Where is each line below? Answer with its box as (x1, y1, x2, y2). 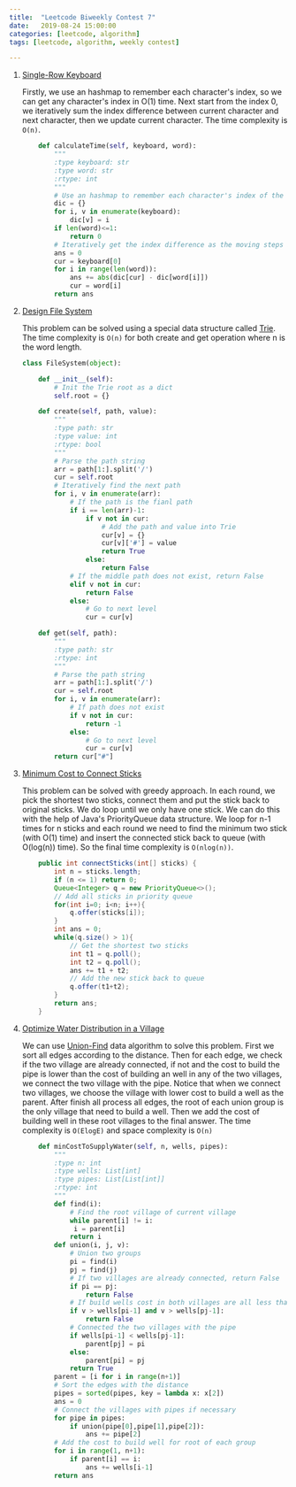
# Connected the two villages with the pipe (69, 1323, 237, 1332)
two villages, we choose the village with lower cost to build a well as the (21, 1087, 285, 1098)
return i (69, 1232, 102, 1242)
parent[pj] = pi (85, 1339, 146, 1348)
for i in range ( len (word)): (54, 265, 157, 274)
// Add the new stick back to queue (69, 975, 205, 983)
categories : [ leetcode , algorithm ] (9, 29, 140, 38)
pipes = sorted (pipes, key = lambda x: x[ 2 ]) (54, 1389, 224, 1398)
